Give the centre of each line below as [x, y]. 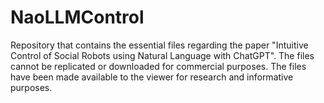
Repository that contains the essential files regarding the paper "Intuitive [159, 45]
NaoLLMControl [77, 17]
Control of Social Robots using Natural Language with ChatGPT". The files [162, 55]
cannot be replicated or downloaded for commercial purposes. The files [158, 66]
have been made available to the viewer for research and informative [152, 77]
